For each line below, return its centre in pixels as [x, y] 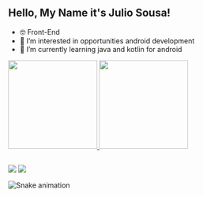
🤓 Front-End [40, 32]
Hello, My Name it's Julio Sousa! [90, 13]
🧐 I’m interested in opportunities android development [107, 41]
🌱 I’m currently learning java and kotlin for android [101, 49]
